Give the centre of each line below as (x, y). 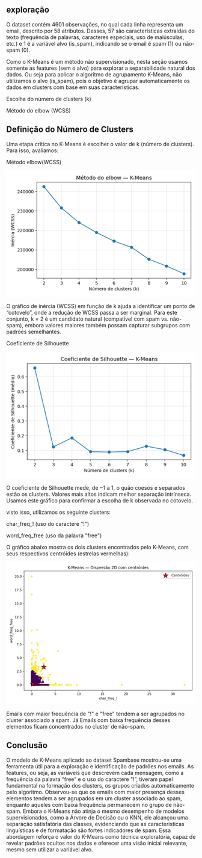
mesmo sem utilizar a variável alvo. (50, 849)
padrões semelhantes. (34, 332)
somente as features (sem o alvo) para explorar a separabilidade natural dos (101, 68)
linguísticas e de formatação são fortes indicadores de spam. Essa (89, 830)
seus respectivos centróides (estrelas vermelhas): (68, 554)
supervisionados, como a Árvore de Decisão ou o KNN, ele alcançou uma (97, 817)
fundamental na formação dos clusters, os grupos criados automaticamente (100, 785)
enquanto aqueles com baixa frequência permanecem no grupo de (89, 804)
